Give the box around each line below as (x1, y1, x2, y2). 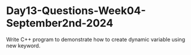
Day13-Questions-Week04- (6, 4, 147, 18)
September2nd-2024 (6, 16, 114, 30)
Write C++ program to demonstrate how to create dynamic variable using (6, 36, 186, 43)
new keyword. (6, 42, 40, 49)
